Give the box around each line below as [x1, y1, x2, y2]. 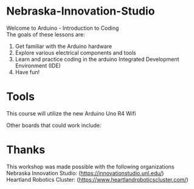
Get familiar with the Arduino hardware [15, 43, 113, 50]
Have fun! [15, 68, 40, 75]
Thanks [6, 143, 46, 157]
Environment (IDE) [15, 62, 61, 69]
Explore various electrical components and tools [15, 49, 136, 56]
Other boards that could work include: [6, 122, 102, 129]
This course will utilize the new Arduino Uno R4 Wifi [6, 109, 136, 117]
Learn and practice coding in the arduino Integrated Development [15, 55, 179, 63]
